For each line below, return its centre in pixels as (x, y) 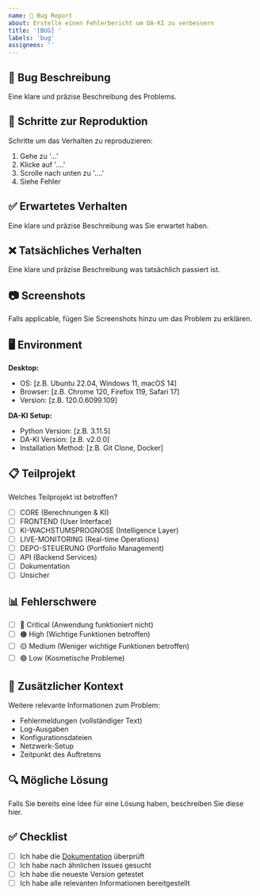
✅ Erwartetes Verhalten (68, 206)
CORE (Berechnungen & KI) (64, 512)
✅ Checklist (38, 837)
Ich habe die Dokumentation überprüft (82, 856)
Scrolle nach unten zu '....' (62, 173)
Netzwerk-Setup (46, 746)
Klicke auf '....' (42, 165)
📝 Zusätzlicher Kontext (66, 686)
